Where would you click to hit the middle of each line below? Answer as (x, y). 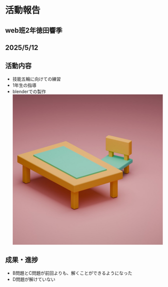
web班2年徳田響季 (34, 30)
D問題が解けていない (34, 279)
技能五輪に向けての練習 (36, 79)
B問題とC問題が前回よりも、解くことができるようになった (72, 273)
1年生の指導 (24, 85)
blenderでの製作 (29, 91)
